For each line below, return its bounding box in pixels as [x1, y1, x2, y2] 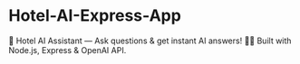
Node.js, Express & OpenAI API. [8, 44, 127, 55]
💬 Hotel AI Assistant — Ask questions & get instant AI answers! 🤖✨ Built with [8, 35, 292, 46]
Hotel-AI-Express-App [8, 5, 182, 26]
